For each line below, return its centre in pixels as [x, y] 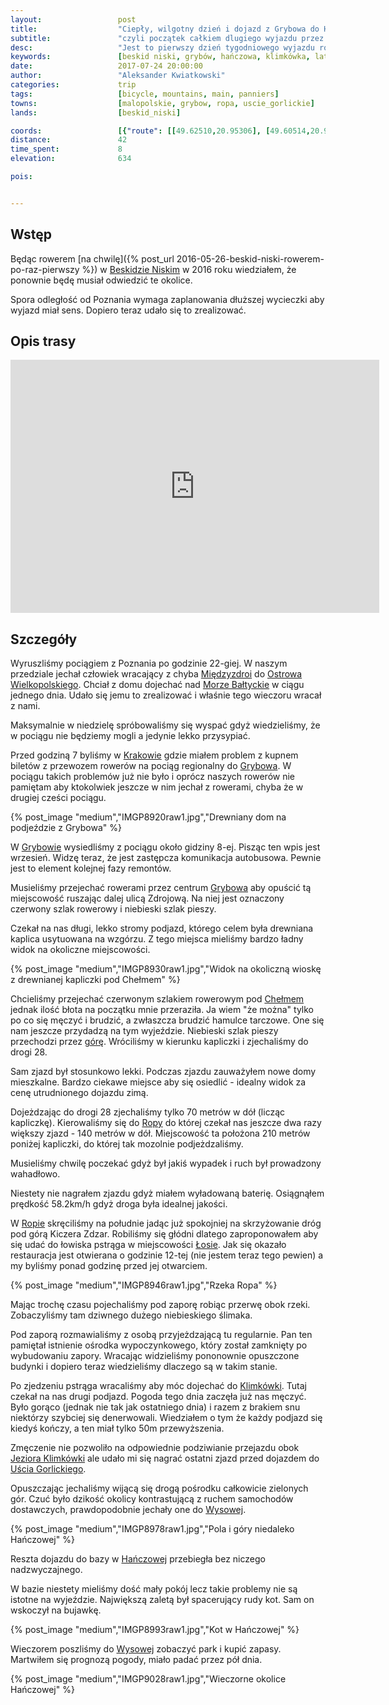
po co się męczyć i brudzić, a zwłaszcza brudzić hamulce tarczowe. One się [167, 1020]
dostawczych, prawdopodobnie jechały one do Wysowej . [128, 1510]
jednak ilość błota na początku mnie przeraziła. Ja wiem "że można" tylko [162, 1010]
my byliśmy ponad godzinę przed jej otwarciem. [109, 1266]
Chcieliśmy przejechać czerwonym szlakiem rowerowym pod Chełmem [157, 999]
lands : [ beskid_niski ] [96, 112]
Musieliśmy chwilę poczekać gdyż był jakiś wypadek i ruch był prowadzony [166, 1163]
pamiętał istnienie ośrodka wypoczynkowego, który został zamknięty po [159, 1345]
